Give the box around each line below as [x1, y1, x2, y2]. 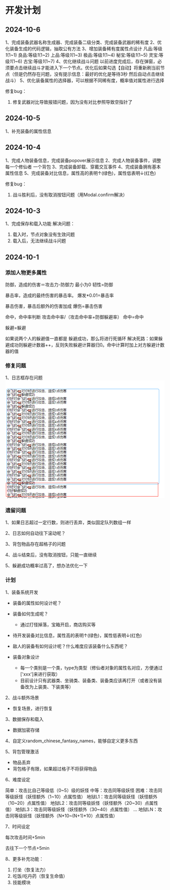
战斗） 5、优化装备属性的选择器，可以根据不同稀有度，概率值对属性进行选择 [5, 77, 164, 83]
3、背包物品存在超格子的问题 [5, 541, 66, 547]
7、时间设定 [5, 823, 30, 830]
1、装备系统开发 [5, 589, 38, 595]
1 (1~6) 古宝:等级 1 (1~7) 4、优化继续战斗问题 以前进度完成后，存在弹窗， [10, 58, 158, 64]
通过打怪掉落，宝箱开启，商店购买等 [20, 621, 96, 627]
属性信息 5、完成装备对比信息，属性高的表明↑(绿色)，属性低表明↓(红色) [5, 170, 156, 176]
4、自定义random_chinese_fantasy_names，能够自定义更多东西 [5, 738, 138, 744]
